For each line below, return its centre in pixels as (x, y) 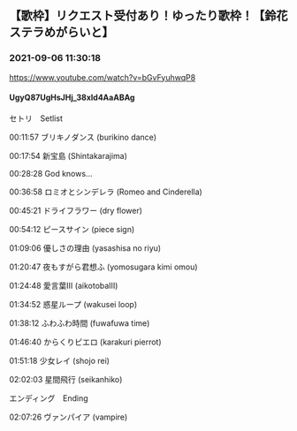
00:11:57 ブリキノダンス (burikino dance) (83, 137)
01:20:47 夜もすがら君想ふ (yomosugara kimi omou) (103, 267)
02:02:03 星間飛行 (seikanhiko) (66, 379)
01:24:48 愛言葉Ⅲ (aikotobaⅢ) (64, 285)
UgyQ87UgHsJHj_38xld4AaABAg (72, 98)
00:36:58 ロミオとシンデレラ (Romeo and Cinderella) (106, 192)
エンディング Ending (49, 398)
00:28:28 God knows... (51, 173)
